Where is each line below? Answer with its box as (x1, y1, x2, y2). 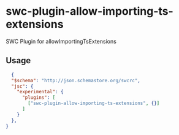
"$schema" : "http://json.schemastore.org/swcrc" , (11, 77, 140, 83)
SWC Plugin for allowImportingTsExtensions (6, 37, 117, 45)
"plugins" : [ (21, 94, 56, 101)
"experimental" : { (17, 89, 64, 95)
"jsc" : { (11, 83, 34, 90)
